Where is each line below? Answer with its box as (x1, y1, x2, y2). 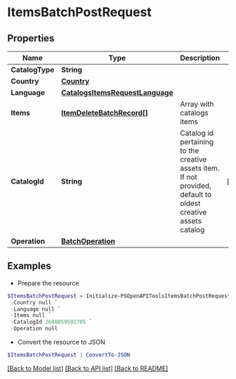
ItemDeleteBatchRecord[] (60, 108, 149, 117)
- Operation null (10, 325, 58, 333)
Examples (7, 260, 51, 272)
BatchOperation (60, 236, 116, 246)
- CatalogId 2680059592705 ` (10, 319, 93, 326)
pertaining (180, 137, 214, 146)
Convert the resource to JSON (17, 338, 105, 347)
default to (180, 190, 212, 199)
